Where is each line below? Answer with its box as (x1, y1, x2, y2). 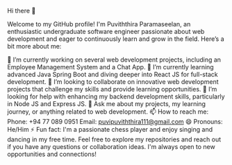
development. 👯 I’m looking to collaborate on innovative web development (7, 78, 219, 86)
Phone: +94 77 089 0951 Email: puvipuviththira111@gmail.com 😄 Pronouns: (7, 118, 224, 125)
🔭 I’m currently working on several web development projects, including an (7, 55, 221, 64)
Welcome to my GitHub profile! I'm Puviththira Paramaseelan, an (7, 20, 191, 28)
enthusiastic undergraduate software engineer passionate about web (7, 28, 205, 35)
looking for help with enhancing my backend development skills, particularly (7, 92, 225, 101)
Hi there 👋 (7, 7, 36, 15)
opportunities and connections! (7, 150, 97, 158)
